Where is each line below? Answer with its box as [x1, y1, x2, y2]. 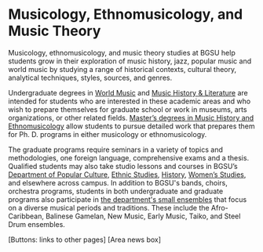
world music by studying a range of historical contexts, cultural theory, [8, 64, 237, 74]
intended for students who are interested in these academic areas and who [8, 96, 251, 106]
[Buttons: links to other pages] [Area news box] [8, 235, 162, 244]
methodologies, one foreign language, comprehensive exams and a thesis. [8, 153, 250, 162]
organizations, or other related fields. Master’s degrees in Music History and [8, 113, 254, 122]
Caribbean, [8, 211, 45, 221]
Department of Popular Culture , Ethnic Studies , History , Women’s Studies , [8, 170, 247, 179]
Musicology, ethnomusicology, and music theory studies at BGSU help [8, 48, 236, 57]
